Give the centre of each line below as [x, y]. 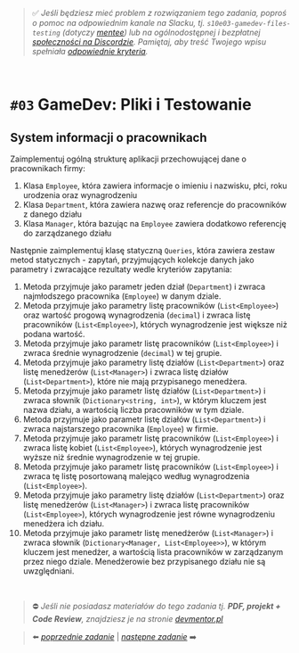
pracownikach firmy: [48, 168]
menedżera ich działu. [64, 524]
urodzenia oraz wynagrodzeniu [80, 195]
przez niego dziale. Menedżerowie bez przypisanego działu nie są [144, 562]
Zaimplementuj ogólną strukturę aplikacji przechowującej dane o [129, 159]
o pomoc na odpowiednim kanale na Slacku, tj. [118, 23]
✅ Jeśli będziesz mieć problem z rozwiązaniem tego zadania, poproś [159, 13]
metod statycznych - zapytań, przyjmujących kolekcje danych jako [132, 260]
